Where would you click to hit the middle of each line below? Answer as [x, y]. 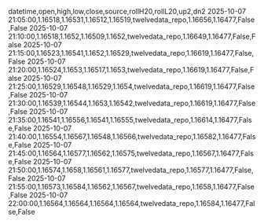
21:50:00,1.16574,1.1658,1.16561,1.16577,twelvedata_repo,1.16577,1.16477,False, [131, 170]
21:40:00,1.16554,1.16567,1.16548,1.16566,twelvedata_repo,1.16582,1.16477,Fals [132, 136]
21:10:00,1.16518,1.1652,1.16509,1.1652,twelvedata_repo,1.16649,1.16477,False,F [132, 36]
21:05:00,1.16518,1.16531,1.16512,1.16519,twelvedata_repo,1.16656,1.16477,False [132, 20]
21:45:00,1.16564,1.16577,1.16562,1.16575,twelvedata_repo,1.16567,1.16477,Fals [131, 153]
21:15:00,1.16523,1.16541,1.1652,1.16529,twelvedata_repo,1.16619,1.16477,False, [131, 53]
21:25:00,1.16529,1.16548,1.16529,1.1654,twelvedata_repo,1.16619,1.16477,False [132, 86]
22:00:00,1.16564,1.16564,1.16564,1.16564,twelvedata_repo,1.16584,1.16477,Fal [132, 203]
